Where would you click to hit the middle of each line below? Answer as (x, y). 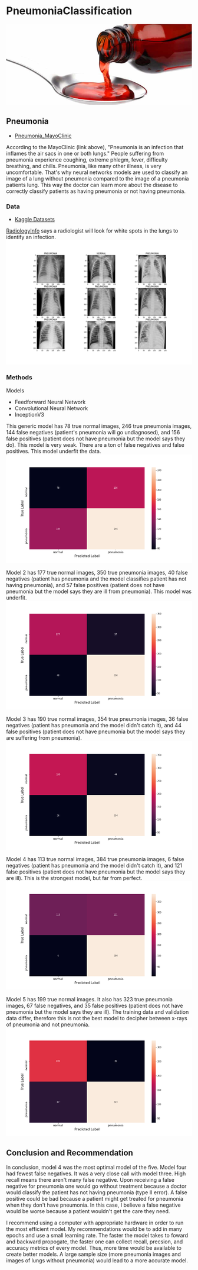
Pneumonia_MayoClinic (43, 136)
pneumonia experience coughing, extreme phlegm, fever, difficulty (87, 159)
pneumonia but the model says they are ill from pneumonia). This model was (99, 591)
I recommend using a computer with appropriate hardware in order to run (95, 1223)
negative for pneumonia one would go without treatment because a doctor (96, 1186)
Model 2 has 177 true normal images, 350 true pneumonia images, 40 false (97, 572)
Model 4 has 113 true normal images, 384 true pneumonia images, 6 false (95, 859)
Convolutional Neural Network (51, 408)
